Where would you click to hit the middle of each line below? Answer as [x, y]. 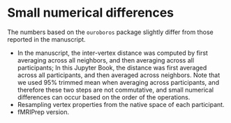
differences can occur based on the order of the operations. [104, 97]
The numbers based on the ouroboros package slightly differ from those [111, 32]
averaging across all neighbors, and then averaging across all [105, 60]
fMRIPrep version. [43, 112]
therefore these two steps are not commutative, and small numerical [115, 90]
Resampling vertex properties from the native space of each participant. [121, 104]
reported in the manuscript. [46, 39]
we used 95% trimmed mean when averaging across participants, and [118, 82]
